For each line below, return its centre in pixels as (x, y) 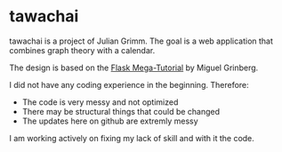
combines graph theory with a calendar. (82, 50)
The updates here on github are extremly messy (110, 121)
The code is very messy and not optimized (100, 102)
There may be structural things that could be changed (121, 111)
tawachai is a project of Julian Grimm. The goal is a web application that (141, 41)
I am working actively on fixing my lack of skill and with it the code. (132, 138)
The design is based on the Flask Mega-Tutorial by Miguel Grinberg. (134, 68)
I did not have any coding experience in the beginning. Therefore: (129, 84)
